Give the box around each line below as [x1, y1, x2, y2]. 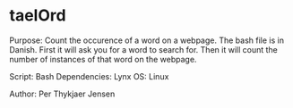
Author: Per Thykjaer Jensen [9, 88, 116, 99]
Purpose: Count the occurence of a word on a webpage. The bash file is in [9, 35, 285, 46]
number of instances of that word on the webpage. [9, 54, 197, 64]
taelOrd [9, 5, 66, 26]
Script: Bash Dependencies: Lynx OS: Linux [9, 71, 169, 81]
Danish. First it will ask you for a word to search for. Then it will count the [9, 44, 278, 54]
